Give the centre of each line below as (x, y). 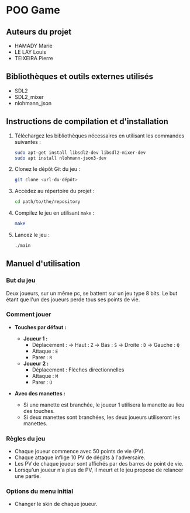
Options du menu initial (40, 491)
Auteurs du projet (39, 32)
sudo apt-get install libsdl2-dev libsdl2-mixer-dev (80, 153)
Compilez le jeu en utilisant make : (54, 213)
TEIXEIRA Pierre (34, 58)
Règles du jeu (26, 438)
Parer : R (42, 357)
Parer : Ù (42, 382)
